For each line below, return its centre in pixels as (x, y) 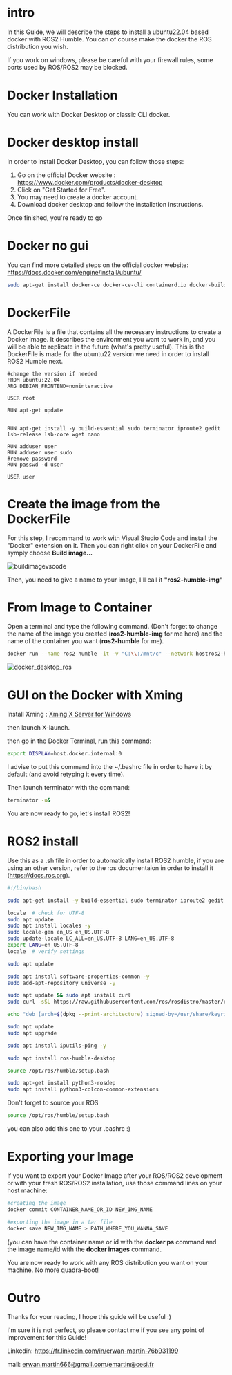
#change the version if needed (52, 374)
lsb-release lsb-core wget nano (54, 434)
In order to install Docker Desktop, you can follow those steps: (96, 161)
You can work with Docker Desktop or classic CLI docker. (89, 114)
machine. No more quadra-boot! (53, 1270)
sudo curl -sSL (29, 1002)
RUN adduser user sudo (40, 452)
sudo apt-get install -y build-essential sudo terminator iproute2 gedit (116, 901)
